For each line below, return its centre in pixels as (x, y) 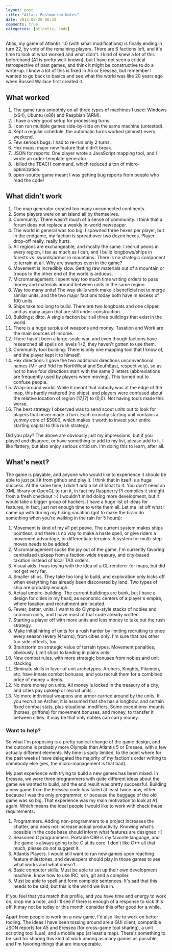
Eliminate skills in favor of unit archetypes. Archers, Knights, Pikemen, (87, 668)
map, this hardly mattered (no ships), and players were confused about (88, 393)
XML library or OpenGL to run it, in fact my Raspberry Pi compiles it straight (85, 491)
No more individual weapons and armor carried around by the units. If (87, 696)
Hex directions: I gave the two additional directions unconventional (83, 360)
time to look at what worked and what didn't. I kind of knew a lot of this (80, 55)
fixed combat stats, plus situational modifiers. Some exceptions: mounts (89, 707)
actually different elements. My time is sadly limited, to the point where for (84, 753)
